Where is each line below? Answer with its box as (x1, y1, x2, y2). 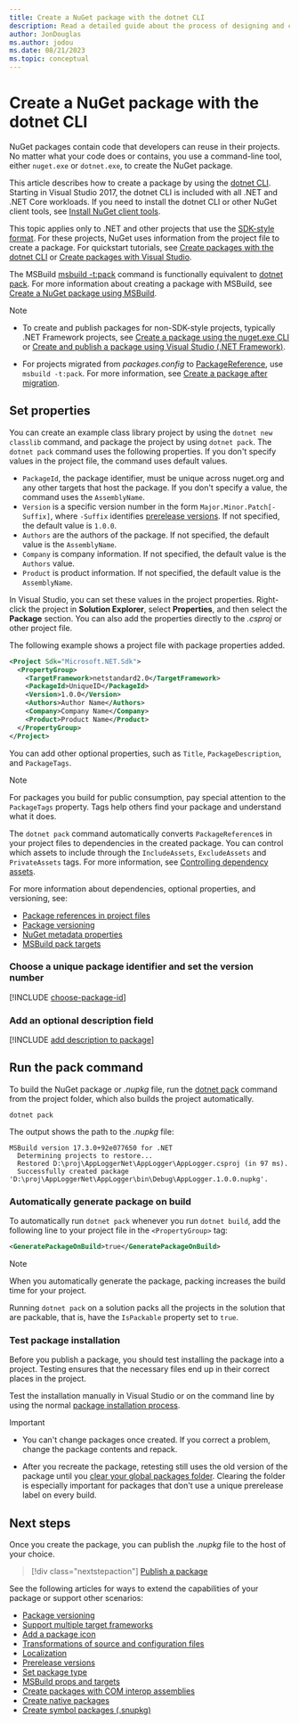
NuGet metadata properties (21, 929, 123, 940)
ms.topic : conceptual (9, 54, 90, 63)
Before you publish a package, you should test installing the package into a (9, 1354, 285, 1365)
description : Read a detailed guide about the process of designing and (9, 21, 285, 30)
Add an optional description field (9, 1014, 154, 1026)
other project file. (9, 622, 73, 633)
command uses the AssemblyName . (21, 491, 145, 502)
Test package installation (9, 1334, 121, 1346)
